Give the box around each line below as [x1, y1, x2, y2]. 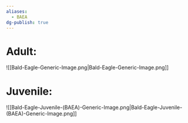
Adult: [6, 45, 37, 58]
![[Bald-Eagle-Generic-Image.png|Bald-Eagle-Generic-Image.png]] [6, 64, 169, 71]
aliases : [6, 8, 28, 15]
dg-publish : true [6, 19, 49, 25]
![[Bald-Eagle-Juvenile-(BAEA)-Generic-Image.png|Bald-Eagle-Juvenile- [6, 104, 183, 111]
